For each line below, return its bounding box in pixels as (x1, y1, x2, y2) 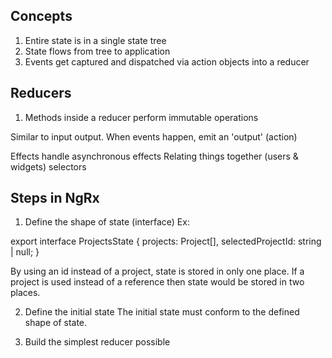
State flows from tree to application (24, 45, 171, 57)
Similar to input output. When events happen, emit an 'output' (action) (10, 130, 298, 143)
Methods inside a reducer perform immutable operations (24, 111, 259, 123)
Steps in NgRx (10, 190, 100, 207)
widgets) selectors (10, 160, 87, 173)
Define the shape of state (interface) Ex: (24, 216, 190, 228)
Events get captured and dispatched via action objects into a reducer (24, 55, 310, 68)
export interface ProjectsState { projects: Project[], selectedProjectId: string (10, 235, 322, 248)
